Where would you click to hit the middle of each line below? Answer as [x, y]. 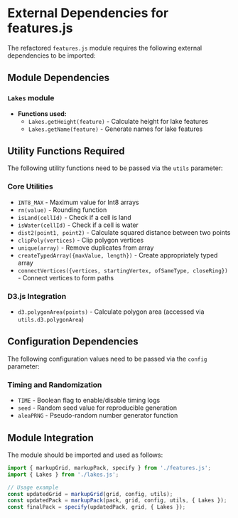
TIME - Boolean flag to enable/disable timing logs [89, 401]
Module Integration [50, 438]
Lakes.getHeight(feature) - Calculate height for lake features [118, 121]
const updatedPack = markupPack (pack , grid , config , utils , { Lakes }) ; [117, 501]
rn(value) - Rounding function [62, 210]
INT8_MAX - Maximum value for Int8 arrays [79, 202]
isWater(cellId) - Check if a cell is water [78, 225]
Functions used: [42, 113]
